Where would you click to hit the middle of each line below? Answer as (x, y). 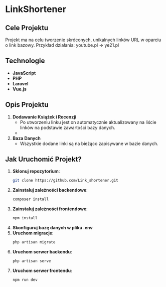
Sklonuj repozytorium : (36, 171)
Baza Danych (27, 138)
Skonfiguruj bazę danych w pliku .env (52, 228)
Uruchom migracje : (33, 233)
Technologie (25, 61)
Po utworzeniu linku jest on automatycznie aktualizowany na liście (88, 122)
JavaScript (24, 73)
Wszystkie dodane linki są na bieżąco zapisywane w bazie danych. (89, 143)
